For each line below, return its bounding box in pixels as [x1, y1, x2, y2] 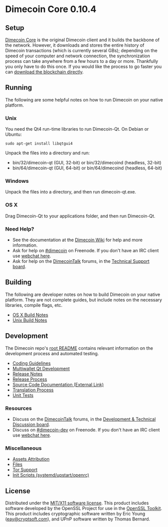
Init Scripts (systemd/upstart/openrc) [12, 472, 89, 478]
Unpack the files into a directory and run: [5, 150, 90, 156]
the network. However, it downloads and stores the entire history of [5, 42, 144, 48]
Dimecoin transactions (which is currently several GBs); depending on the [5, 48, 158, 53]
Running [5, 83, 33, 92]
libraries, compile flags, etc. [5, 302, 63, 308]
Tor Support [12, 467, 38, 473]
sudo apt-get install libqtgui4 [5, 141, 73, 146]
